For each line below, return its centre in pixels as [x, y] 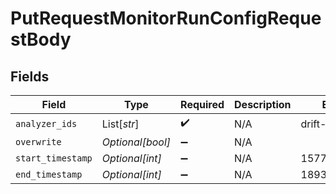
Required [202, 104]
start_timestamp [54, 158]
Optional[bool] [136, 142]
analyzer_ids [46, 123]
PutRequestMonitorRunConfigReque [166, 18]
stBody [41, 39]
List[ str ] [120, 124]
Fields [30, 76]
